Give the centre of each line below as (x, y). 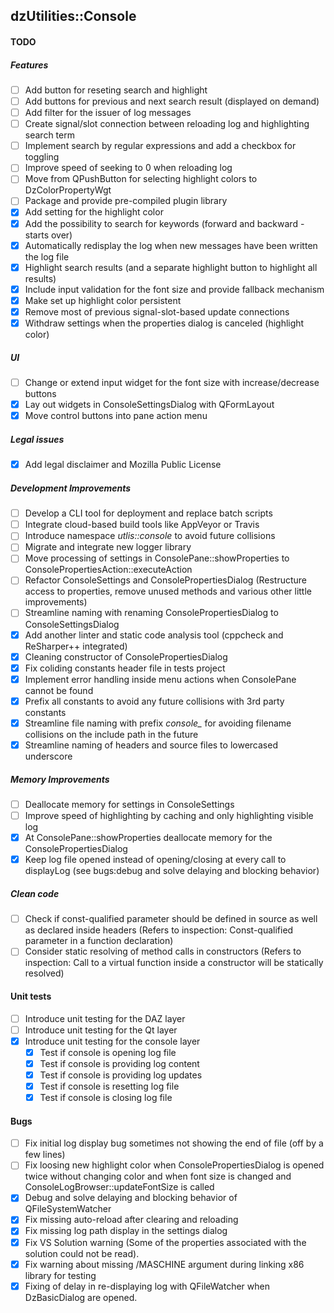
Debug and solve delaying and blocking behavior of (131, 1198)
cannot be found (59, 690)
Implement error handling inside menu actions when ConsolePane (160, 679)
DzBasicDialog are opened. (81, 1297)
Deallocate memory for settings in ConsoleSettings (129, 804)
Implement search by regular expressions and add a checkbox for (160, 146)
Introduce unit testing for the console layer (112, 1041)
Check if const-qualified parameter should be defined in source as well (171, 919)
